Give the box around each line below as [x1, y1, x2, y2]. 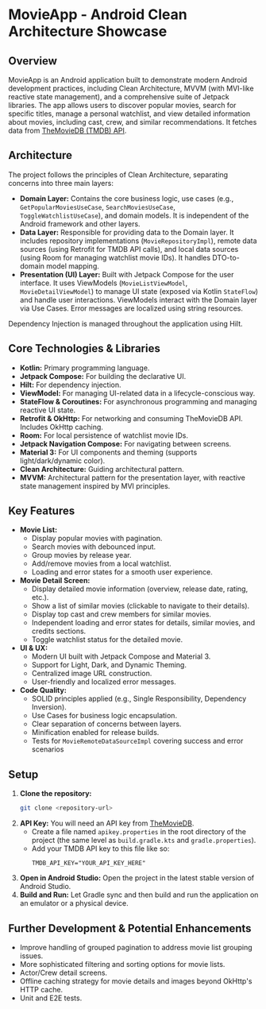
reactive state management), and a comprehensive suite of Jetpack [8, 92, 229, 101]
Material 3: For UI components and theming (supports [19, 447, 198, 457]
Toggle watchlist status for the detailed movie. [31, 635, 183, 644]
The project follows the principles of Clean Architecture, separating [8, 169, 229, 180]
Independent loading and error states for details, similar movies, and [31, 618, 256, 628]
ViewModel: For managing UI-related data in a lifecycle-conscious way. [19, 388, 256, 398]
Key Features [8, 504, 75, 518]
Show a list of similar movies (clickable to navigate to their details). [31, 601, 250, 611]
